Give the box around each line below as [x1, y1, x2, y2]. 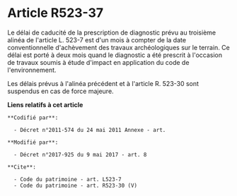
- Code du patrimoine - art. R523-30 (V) [13, 182, 138, 189]
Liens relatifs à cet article [7, 100, 83, 109]
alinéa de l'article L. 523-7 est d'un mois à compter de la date [7, 35, 186, 44]
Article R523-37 [7, 5, 104, 21]
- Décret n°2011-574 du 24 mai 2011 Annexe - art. [13, 126, 166, 133]
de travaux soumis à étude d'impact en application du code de [7, 58, 190, 66]
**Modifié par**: [7, 139, 59, 146]
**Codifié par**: [7, 114, 59, 121]
